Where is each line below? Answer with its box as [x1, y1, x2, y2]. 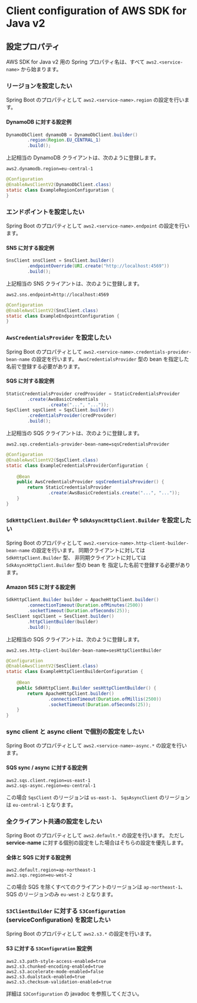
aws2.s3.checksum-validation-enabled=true [6, 979, 112, 985]
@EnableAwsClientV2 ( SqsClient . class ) [6, 457, 99, 463]
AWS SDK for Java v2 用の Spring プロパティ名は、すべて [6, 58, 145, 65]
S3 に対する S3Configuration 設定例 [6, 945, 92, 952]
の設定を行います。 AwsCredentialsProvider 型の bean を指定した [31, 355, 189, 362]
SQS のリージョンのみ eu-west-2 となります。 [6, 891, 116, 898]
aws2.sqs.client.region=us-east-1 [6, 777, 91, 783]
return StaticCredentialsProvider [27, 484, 112, 490]
